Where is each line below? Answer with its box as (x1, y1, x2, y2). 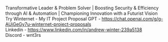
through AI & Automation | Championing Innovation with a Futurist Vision (5, 10, 158, 16)
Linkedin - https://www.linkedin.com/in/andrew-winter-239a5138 (5, 27, 142, 33)
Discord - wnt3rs (5, 32, 41, 38)
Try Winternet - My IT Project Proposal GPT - (5, 16, 101, 22)
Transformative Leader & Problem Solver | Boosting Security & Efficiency (5, 5, 159, 11)
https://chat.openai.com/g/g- (101, 16, 163, 22)
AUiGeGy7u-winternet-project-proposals (5, 21, 91, 27)
